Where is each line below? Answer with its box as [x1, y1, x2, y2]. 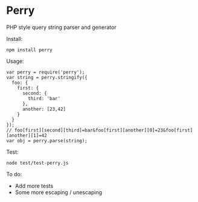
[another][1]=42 [6, 132, 47, 139]
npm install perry [6, 46, 53, 53]
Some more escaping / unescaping [14, 188, 103, 196]
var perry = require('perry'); [6, 69, 85, 75]
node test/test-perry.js [6, 160, 69, 166]
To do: [6, 170, 22, 178]
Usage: [6, 57, 24, 65]
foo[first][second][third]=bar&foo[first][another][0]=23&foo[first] [14, 127, 193, 133]
